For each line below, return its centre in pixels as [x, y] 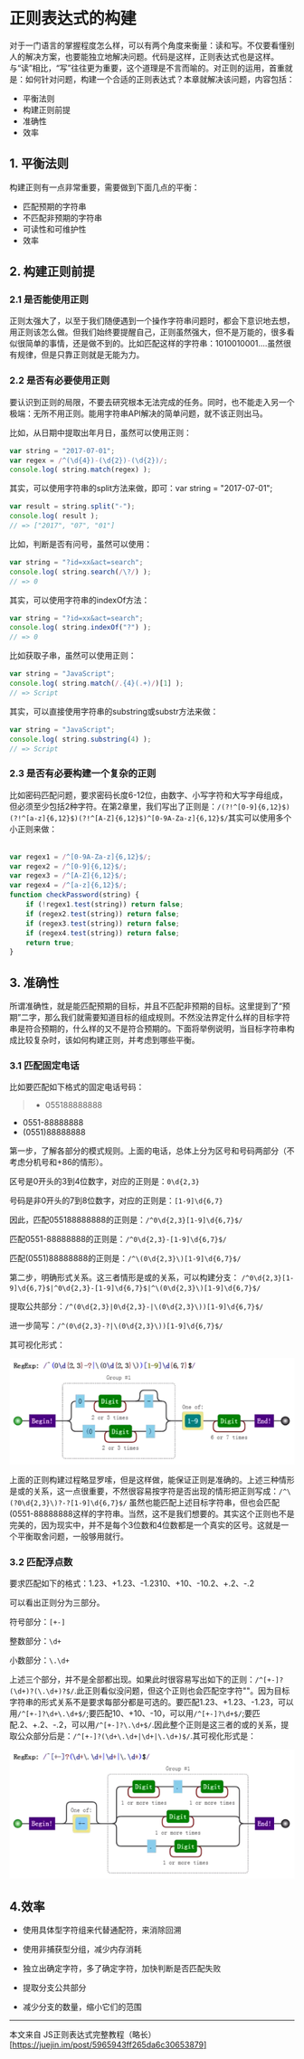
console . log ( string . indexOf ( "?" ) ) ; [81, 628]
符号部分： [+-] [38, 1622]
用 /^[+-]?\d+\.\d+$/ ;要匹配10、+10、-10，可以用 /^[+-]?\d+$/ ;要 [131, 1713]
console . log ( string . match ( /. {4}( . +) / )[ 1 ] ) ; [96, 684]
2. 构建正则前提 [52, 272]
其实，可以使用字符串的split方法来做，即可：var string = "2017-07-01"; [141, 489]
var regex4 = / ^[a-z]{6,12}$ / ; [68, 886]
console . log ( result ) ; [54, 517]
